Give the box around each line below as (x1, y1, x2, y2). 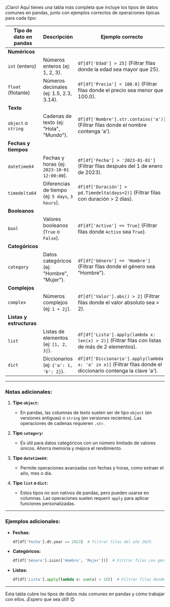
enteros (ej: (42, 63, 70, 70)
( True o (42, 228, 60, 235)
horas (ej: (42, 161, 66, 167)
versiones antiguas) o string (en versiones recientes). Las (20, 415, 142, 421)
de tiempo (42, 186, 67, 194)
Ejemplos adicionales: (5, 518, 61, 525)
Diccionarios (42, 355, 73, 362)
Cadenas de (42, 113, 72, 119)
